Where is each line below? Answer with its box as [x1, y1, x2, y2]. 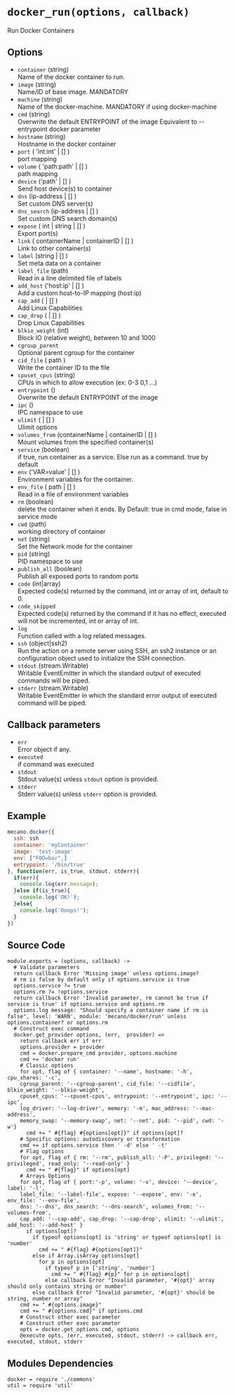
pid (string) [17, 549, 51, 558]
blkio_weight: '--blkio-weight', [7, 1086, 105, 1094]
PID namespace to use [17, 557, 83, 565]
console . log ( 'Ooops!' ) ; [20, 907, 90, 914]
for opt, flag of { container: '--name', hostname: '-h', [20, 1068, 193, 1075]
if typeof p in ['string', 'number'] [44, 1265, 156, 1272]
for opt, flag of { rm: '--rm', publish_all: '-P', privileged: [20, 1154, 212, 1161]
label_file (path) [17, 266, 69, 275]
